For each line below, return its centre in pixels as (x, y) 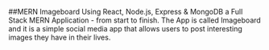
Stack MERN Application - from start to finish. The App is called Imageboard (135, 20)
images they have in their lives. (60, 37)
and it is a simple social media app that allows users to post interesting (126, 29)
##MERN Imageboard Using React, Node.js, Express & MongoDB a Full (126, 12)
